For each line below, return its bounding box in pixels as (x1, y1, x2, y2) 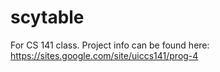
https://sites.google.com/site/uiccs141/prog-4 (10, 49, 199, 61)
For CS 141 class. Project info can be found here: (10, 39, 210, 51)
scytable (10, 6, 85, 29)
